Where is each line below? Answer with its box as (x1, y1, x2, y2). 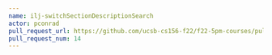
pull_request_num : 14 (8, 34, 82, 43)
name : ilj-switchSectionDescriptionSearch (8, 11, 154, 20)
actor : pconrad (8, 19, 60, 27)
